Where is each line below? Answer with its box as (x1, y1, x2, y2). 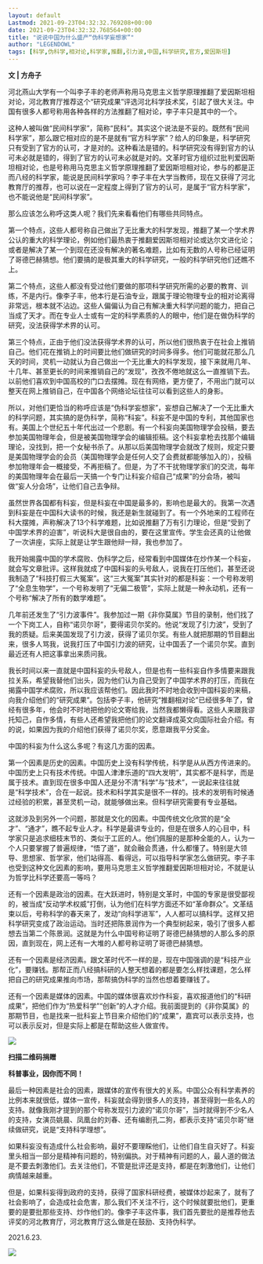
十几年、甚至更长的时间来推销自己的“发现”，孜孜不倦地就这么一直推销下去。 (8, 366, 254, 376)
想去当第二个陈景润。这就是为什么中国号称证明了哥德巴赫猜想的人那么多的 (8, 929, 248, 938)
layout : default (8, 11, 61, 20)
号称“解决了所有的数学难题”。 (14, 593, 111, 603)
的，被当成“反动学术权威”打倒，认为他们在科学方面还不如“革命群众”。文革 (8, 899, 247, 909)
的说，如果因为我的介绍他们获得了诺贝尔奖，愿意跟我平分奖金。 (8, 725, 214, 734)
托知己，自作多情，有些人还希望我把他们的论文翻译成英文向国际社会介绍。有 (8, 715, 255, 724)
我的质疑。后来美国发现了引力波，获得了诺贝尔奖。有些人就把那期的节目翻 (8, 629, 248, 639)
